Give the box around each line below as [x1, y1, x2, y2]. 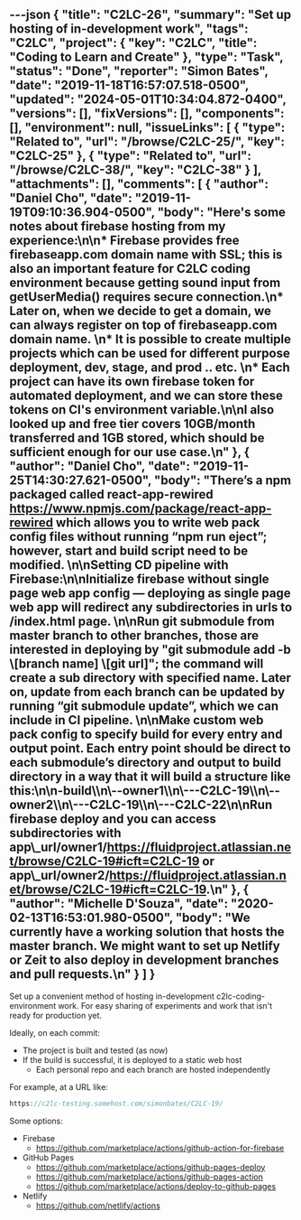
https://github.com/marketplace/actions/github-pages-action [35, 1171, 263, 1182]
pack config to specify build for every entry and [9, 727, 283, 742]
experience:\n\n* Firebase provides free [9, 233, 241, 248]
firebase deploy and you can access [9, 812, 216, 827]
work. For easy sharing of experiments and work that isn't [58, 1000, 273, 1010]
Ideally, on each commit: [9, 1027, 101, 1038]
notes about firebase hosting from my [9, 219, 226, 234]
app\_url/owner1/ [9, 840, 108, 855]
